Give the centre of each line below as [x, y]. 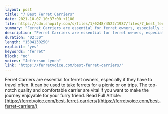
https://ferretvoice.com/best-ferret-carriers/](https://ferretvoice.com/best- [84, 101]
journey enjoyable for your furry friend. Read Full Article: [63, 96]
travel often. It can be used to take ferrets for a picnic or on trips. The [76, 85]
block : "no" [17, 56]
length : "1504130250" [28, 42]
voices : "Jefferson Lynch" [33, 61]
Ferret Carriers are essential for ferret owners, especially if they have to [79, 80]
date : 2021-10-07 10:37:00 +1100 [40, 19]
